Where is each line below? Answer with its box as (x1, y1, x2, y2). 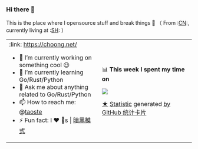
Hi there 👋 (6, 5, 35, 14)
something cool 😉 (19, 61, 70, 69)
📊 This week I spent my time (102, 65, 185, 73)
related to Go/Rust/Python (19, 91, 91, 99)
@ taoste (19, 108, 42, 116)
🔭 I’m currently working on (19, 54, 93, 62)
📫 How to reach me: (19, 98, 77, 107)
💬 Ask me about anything (19, 83, 88, 91)
